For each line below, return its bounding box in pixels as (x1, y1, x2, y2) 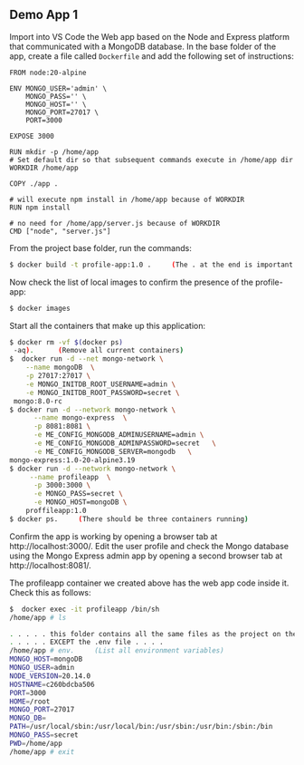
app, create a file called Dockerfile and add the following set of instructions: (9, 50, 294, 62)
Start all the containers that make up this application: (9, 320, 206, 331)
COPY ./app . (9, 179, 59, 189)
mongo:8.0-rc (13, 396, 63, 406)
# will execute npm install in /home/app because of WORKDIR (9, 195, 245, 204)
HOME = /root (9, 697, 51, 706)
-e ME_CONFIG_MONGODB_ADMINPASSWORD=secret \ (33, 439, 217, 448)
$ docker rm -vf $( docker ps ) (9, 337, 124, 347)
